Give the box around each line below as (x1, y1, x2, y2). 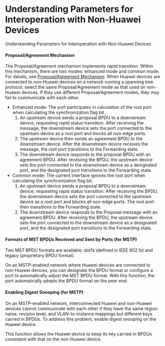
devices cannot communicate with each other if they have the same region (5, 305, 158, 311)
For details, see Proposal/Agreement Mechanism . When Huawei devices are (5, 74, 161, 80)
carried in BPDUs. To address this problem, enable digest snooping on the (5, 316, 157, 322)
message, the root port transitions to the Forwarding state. (19, 146, 139, 152)
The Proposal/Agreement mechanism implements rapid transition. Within (5, 63, 154, 69)
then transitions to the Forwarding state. (19, 204, 102, 210)
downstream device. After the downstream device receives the (19, 141, 148, 147)
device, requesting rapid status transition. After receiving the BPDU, (19, 188, 158, 194)
